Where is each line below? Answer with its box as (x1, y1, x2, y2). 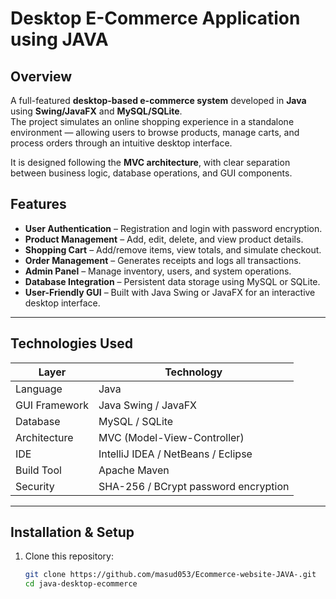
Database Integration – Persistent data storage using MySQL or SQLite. (24, 275, 321, 287)
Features (10, 196, 67, 213)
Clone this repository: (24, 550, 114, 562)
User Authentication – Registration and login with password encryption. (24, 222, 323, 234)
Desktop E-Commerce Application (10, 7, 301, 30)
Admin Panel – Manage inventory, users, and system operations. (24, 265, 292, 277)
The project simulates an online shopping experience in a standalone (10, 116, 295, 127)
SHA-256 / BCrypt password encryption (98, 479, 290, 493)
